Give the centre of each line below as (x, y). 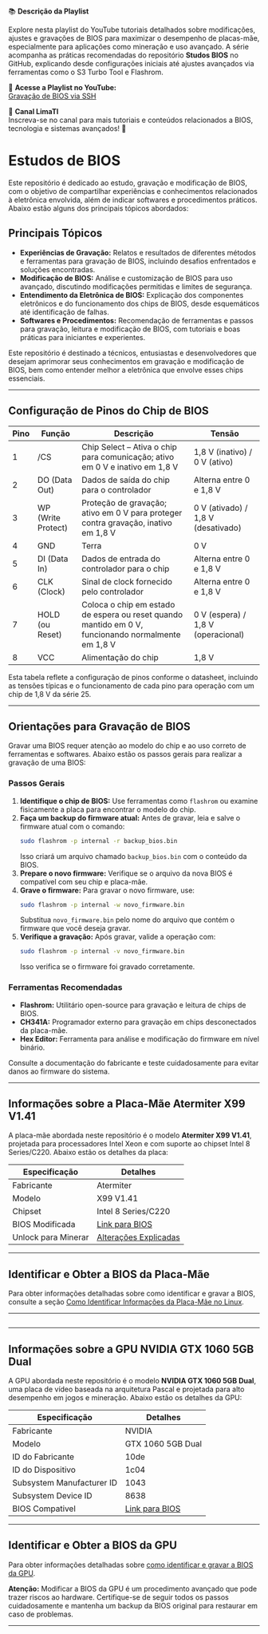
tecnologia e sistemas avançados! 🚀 (67, 129)
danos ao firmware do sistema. (59, 1071)
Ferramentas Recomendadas (65, 987)
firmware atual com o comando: (72, 826)
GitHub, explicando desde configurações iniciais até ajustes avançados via (131, 63)
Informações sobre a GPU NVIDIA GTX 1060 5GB (131, 1349)
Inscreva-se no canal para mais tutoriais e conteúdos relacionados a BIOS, (131, 120)
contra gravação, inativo (127, 523)
